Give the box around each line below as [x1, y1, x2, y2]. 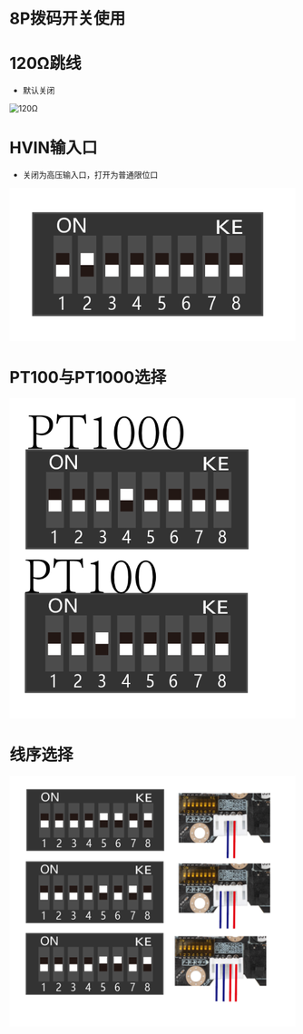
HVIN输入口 [9, 138, 98, 159]
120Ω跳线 [9, 54, 82, 73]
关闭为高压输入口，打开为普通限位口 [22, 170, 159, 180]
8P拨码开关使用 [9, 8, 126, 29]
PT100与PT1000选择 [9, 366, 167, 387]
